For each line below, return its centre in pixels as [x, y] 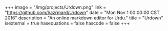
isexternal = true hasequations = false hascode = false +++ [67, 23]
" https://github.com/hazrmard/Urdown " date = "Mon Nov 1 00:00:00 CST [82, 12]
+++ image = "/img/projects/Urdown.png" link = [56, 7]
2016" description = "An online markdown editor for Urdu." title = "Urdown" [84, 18]
